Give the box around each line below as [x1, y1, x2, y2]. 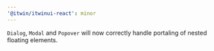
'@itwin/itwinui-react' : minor [7, 10, 96, 17]
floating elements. [7, 35, 58, 44]
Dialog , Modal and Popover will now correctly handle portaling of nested [7, 29, 207, 37]
